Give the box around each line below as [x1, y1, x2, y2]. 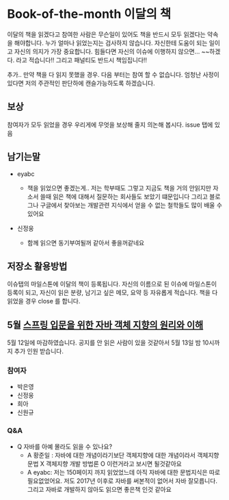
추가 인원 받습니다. [14, 347, 64, 355]
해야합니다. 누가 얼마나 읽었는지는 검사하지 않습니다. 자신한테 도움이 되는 [14, 38, 208, 47]
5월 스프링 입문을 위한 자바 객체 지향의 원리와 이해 [7, 319, 204, 331]
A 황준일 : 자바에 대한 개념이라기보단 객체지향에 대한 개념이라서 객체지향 [27, 451, 220, 459]
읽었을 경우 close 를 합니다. [7, 297, 81, 305]
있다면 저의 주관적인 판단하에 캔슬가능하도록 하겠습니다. [7, 79, 155, 87]
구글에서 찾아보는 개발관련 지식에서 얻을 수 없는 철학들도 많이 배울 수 [40, 201, 223, 209]
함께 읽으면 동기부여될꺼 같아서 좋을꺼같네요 [27, 238, 145, 247]
